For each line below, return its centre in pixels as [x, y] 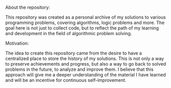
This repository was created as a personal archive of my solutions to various [86, 17]
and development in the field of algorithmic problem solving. [69, 33]
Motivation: [17, 43]
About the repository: [28, 7]
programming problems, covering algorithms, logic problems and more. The [85, 23]
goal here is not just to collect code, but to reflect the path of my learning [82, 28]
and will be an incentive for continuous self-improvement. [66, 80]
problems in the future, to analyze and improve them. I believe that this [80, 69]
